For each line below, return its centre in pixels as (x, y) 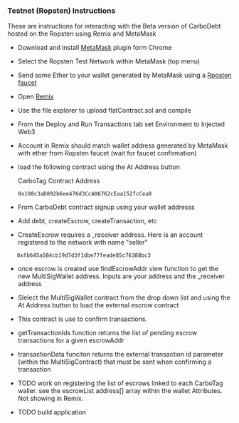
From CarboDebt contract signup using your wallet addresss (106, 207)
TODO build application (52, 412)
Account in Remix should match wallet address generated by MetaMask (123, 146)
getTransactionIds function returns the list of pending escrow (107, 333)
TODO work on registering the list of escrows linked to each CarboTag (120, 383)
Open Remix (36, 97)
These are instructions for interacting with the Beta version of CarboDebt (114, 26)
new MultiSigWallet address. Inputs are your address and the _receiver (121, 276)
